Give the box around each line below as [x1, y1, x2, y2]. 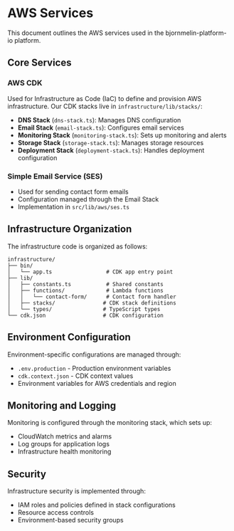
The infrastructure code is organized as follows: [7, 242, 148, 251]
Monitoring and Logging [7, 399, 117, 411]
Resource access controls [17, 508, 95, 517]
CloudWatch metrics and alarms [17, 432, 112, 441]
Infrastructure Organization [7, 223, 132, 236]
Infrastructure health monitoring [17, 447, 112, 456]
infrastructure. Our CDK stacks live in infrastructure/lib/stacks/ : [7, 102, 203, 110]
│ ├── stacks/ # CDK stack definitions [7, 299, 176, 307]
